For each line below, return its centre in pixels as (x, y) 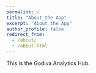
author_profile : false (35, 29)
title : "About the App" (37, 18)
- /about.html (30, 46)
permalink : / (23, 12)
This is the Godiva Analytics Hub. (48, 63)
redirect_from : (26, 35)
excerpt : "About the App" (39, 23)
